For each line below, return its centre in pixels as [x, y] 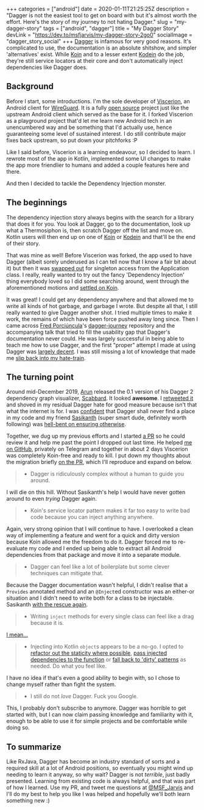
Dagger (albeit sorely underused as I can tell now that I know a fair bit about [101, 262]
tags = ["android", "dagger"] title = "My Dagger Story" [111, 28]
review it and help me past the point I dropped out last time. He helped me [99, 443]
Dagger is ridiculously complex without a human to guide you [107, 474]
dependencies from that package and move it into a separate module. [94, 555]
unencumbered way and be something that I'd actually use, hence [89, 127]
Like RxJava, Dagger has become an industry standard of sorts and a [93, 762]
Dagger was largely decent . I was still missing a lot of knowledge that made [101, 352]
